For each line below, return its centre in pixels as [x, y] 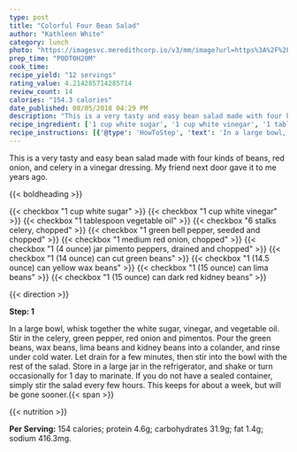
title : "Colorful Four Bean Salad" [75, 26]
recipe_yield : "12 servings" [63, 75]
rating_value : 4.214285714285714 [71, 83]
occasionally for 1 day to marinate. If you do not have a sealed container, [141, 375]
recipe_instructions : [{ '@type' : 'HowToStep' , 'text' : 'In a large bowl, [148, 133]
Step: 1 [22, 311]
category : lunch [39, 42]
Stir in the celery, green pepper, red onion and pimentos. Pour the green [140, 338]
